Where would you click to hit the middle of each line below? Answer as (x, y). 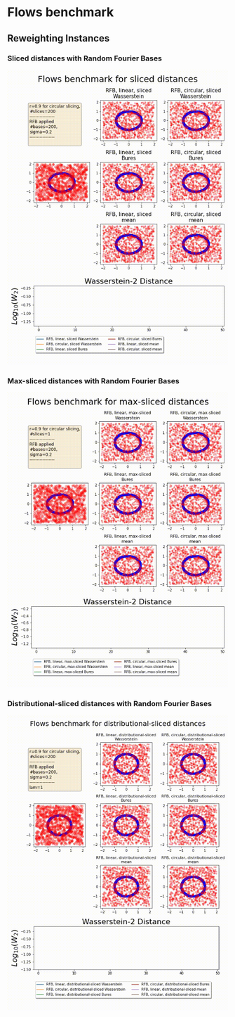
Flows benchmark (61, 12)
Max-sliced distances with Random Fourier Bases (94, 380)
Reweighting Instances (59, 38)
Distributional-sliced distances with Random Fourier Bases (110, 704)
